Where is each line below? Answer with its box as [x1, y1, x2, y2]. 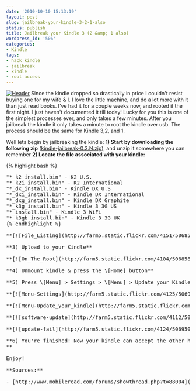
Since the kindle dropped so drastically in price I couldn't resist [31, 90, 183, 97]
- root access [6, 74, 41, 80]
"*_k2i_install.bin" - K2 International [6, 180, 124, 186]
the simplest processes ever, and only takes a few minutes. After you [6, 115, 171, 122]
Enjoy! [6, 355, 25, 362]
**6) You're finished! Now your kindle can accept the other [6, 338, 185, 344]
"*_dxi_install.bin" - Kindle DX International [6, 191, 145, 198]
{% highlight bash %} [6, 162, 58, 170]
